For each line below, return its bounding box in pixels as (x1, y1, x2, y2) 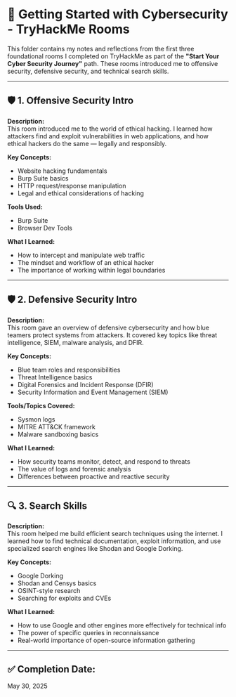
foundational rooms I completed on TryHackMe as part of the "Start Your (7, 52, 220, 60)
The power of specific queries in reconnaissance (17, 629, 159, 637)
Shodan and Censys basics (17, 579, 97, 587)
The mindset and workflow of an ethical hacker (17, 258, 155, 266)
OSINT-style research (17, 587, 81, 595)
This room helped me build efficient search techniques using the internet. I (7, 530, 223, 538)
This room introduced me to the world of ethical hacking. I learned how (7, 124, 213, 133)
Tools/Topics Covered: (7, 401, 75, 410)
